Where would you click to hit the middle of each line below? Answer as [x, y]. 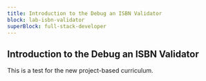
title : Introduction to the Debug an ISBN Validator [85, 13]
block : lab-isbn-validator [46, 20]
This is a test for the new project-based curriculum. [80, 71]
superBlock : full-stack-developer [57, 26]
